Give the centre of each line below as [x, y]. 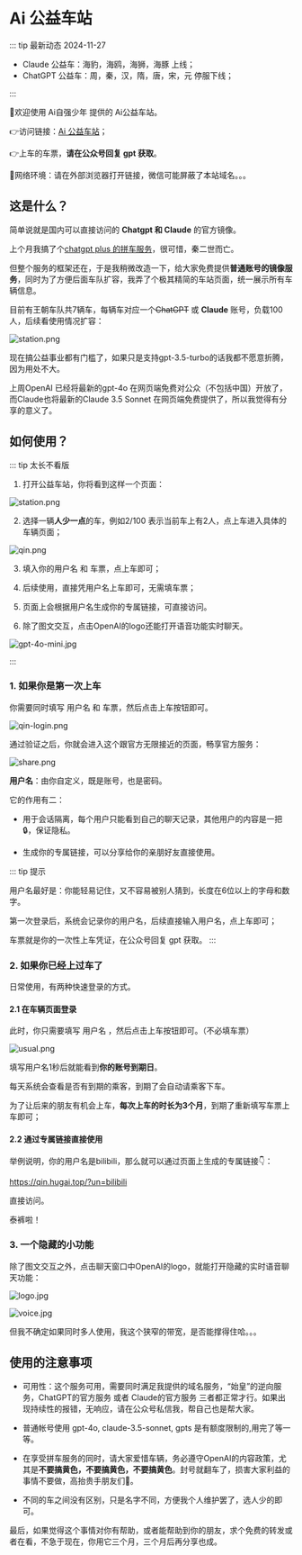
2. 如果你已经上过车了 [56, 965]
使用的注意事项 [51, 1363]
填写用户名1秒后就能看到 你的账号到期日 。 [86, 1067]
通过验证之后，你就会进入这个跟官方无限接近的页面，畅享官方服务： [135, 744]
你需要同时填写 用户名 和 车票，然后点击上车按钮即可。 [111, 707]
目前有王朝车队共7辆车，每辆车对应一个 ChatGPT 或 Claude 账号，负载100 [146, 309]
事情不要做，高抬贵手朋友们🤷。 [80, 1480]
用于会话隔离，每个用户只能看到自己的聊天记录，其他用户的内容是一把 [152, 818]
